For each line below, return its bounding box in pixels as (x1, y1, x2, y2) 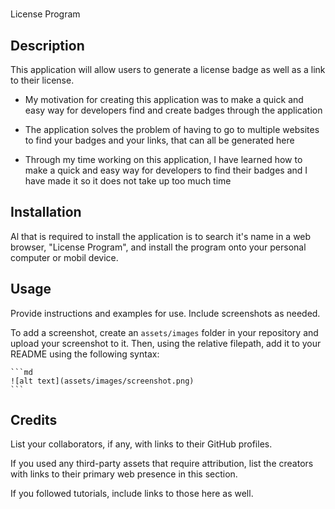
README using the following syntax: (10, 348, 160, 360)
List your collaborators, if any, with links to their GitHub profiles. (10, 438, 273, 450)
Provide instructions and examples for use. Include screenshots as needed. (10, 307, 321, 319)
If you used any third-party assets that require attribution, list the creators (10, 458, 314, 470)
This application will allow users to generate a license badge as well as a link (10, 64, 326, 75)
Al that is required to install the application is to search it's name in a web (10, 230, 312, 242)
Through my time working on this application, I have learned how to (24, 154, 303, 165)
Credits (10, 412, 58, 429)
